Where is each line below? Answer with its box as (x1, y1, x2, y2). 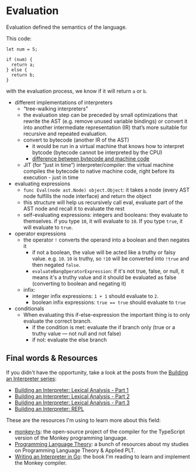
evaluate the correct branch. (23, 317, 92, 324)
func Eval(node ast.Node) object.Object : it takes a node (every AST (23, 186, 190, 193)
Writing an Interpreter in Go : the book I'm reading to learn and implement (14, 453, 190, 460)
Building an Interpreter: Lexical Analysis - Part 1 (14, 386, 129, 393)
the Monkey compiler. (14, 459, 67, 466)
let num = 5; (6, 46, 38, 52)
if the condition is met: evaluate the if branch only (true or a (32, 323, 176, 330)
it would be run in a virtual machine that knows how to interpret (32, 142, 184, 149)
